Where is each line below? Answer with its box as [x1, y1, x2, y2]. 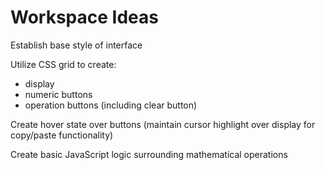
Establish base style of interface [10, 39, 143, 51]
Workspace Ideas [10, 6, 159, 29]
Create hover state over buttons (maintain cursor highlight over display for [10, 118, 316, 130]
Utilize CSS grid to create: [10, 58, 117, 70]
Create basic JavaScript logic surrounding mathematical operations [10, 148, 288, 160]
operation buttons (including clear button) [24, 99, 198, 111]
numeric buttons [24, 88, 93, 100]
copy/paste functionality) [10, 129, 114, 141]
